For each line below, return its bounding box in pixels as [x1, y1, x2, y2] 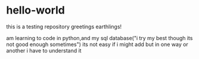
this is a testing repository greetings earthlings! [6, 23, 122, 30]
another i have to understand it [6, 47, 82, 54]
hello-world [6, 4, 66, 17]
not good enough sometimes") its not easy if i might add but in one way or [6, 41, 189, 48]
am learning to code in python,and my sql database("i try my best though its [6, 34, 193, 41]
